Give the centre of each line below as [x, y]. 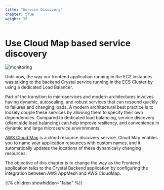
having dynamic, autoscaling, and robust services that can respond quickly [82, 102]
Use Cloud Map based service [68, 43]
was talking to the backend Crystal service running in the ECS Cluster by [79, 82]
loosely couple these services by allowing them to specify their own [74, 112]
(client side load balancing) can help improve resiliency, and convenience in [82, 123]
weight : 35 [16, 19]
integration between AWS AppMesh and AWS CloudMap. [63, 173]
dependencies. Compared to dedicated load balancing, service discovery [80, 118]
